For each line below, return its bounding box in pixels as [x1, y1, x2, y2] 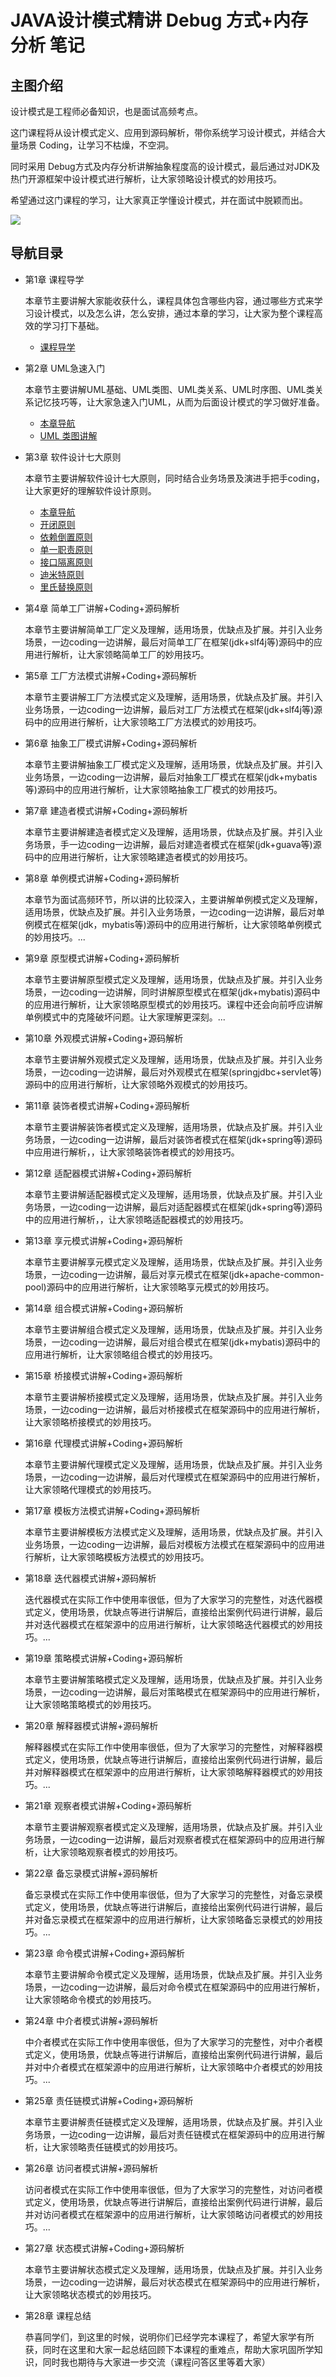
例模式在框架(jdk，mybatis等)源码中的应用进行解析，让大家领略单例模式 [24, 918, 322, 930]
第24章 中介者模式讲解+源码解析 [24, 2014, 159, 2026]
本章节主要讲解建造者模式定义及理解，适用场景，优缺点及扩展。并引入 [24, 826, 315, 838]
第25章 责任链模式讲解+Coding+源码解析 [24, 2094, 194, 2106]
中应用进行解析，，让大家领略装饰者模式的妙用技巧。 [24, 1146, 240, 1158]
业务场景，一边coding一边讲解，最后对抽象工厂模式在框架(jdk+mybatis [24, 771, 318, 783]
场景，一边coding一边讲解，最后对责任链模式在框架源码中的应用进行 [33, 2128, 317, 2140]
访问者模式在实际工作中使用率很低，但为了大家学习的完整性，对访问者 [24, 2183, 315, 2195]
